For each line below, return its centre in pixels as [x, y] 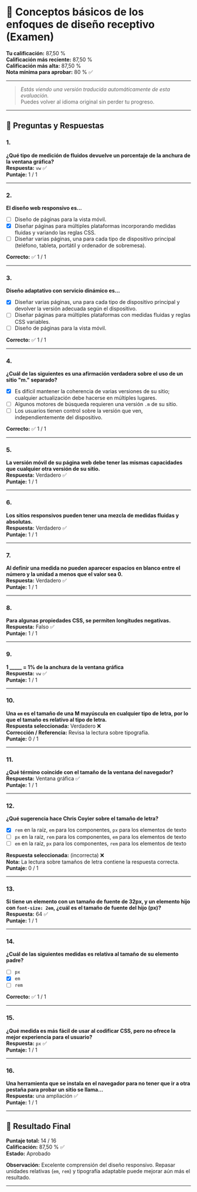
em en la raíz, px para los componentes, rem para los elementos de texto [100, 843]
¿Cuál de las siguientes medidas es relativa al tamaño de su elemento [92, 954]
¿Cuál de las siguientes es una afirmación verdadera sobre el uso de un [95, 373]
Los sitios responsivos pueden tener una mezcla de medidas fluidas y [93, 515]
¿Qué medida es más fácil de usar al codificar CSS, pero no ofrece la [91, 1030]
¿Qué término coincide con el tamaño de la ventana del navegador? [90, 772]
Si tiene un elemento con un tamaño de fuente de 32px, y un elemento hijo [98, 901]
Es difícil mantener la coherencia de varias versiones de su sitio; [92, 391]
